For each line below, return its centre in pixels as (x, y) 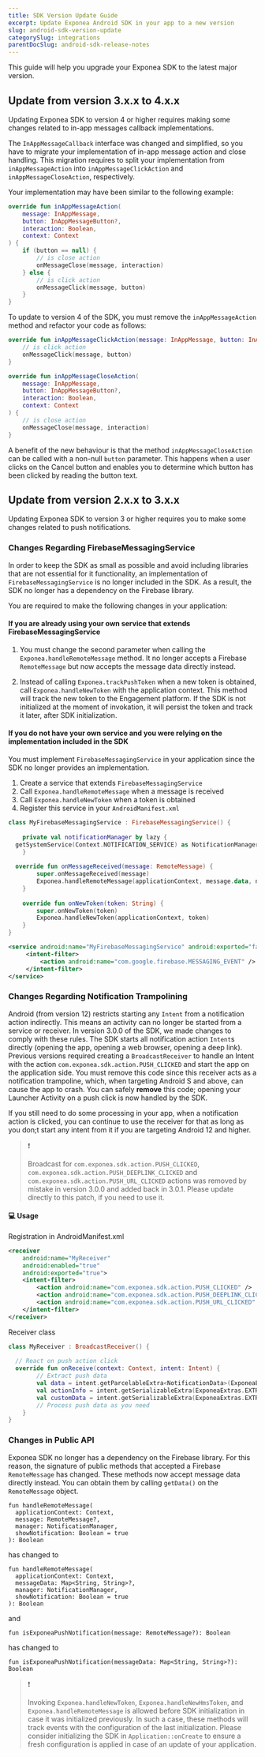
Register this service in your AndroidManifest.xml (99, 808)
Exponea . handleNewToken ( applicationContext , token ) (123, 918)
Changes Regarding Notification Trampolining (98, 997)
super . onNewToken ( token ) (77, 910)
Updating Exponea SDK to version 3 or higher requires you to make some (127, 519)
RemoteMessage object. (43, 1491)
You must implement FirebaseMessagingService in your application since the (131, 760)
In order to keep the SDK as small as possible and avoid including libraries (128, 565)
